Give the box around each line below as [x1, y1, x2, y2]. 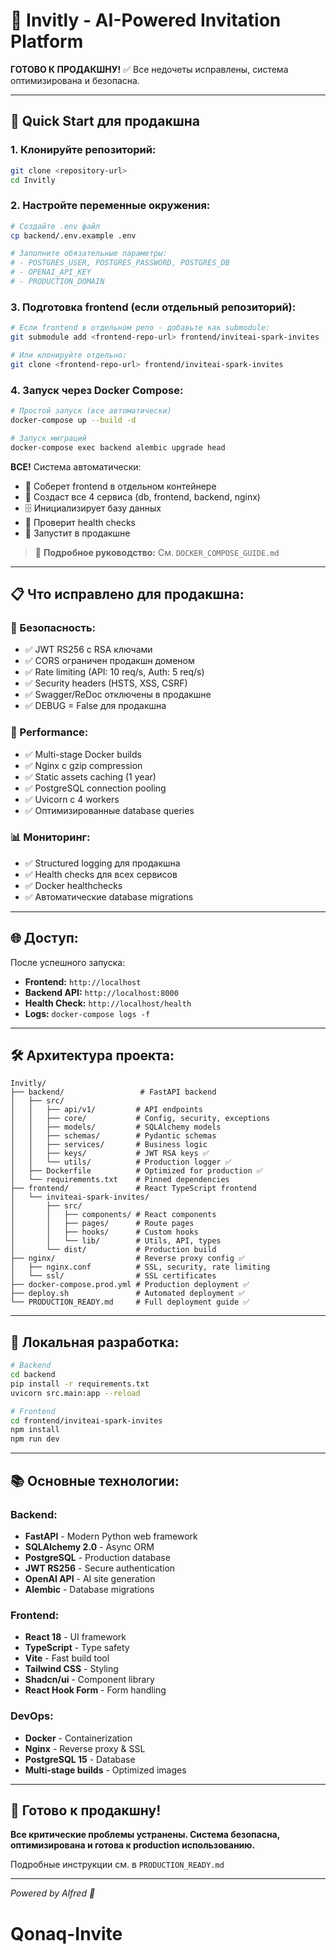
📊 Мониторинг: [10, 830, 91, 844]
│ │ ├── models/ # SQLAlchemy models [10, 1122, 222, 1133]
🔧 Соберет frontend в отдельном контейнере [24, 480, 217, 492]
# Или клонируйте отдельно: [10, 350, 128, 360]
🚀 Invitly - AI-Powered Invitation [10, 9, 282, 32]
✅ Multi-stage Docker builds [24, 748, 142, 760]
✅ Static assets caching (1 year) [24, 770, 157, 783]
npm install [10, 1425, 60, 1435]
